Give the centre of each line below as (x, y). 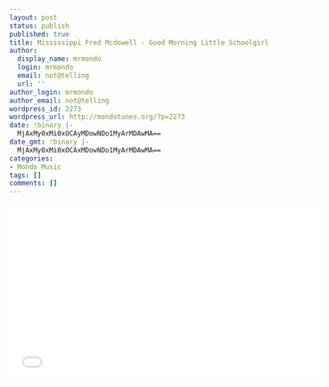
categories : (31, 158)
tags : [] (25, 175)
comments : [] (33, 184)
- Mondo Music (36, 167)
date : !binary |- (41, 126)
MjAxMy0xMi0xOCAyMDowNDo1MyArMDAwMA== (90, 134)
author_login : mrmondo (51, 92)
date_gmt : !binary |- (49, 142)
